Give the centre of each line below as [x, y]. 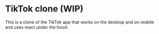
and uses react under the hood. [37, 27]
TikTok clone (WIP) [44, 9]
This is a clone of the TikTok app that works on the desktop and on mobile [79, 22]
